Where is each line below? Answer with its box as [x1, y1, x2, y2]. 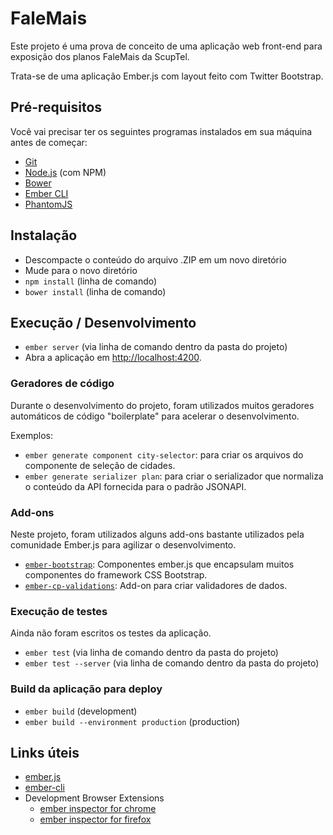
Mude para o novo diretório [24, 264, 138, 276]
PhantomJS [24, 198, 73, 210]
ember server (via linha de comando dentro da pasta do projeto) [24, 341, 288, 353]
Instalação [10, 227, 78, 244]
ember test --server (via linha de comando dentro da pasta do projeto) [24, 657, 320, 669]
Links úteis [10, 744, 80, 761]
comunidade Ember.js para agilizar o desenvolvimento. [10, 538, 237, 551]
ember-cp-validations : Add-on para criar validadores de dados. [24, 579, 288, 591]
